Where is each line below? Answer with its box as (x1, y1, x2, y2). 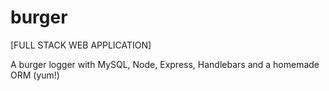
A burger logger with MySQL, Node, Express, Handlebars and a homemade (10, 58, 320, 70)
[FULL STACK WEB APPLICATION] (10, 39, 152, 51)
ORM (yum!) (10, 69, 60, 81)
